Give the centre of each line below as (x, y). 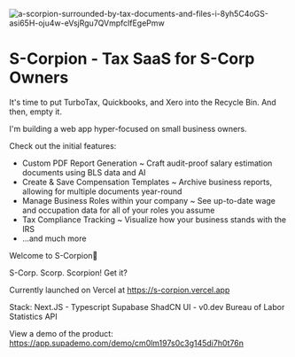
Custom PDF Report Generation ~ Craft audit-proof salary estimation (147, 163)
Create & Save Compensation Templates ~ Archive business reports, (147, 182)
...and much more (54, 238)
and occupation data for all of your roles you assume (118, 210)
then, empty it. (35, 112)
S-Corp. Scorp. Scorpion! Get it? (69, 272)
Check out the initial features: (63, 145)
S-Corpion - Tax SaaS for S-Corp (132, 59)
